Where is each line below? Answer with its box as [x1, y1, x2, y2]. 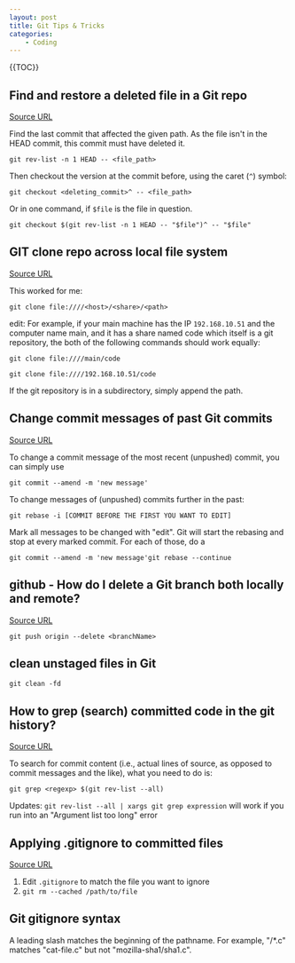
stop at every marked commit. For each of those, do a [9, 536, 206, 547]
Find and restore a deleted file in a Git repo [9, 88, 248, 103]
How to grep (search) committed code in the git [9, 703, 275, 719]
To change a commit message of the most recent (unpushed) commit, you [9, 452, 281, 462]
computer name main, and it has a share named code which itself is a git [9, 328, 274, 338]
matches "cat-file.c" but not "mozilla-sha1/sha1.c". [9, 944, 192, 955]
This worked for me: [9, 285, 82, 296]
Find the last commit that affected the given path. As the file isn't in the [9, 129, 268, 139]
